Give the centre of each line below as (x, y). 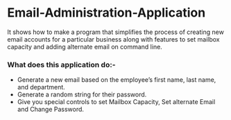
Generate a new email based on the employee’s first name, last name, (117, 80)
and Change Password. (51, 110)
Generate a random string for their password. (82, 94)
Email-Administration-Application (106, 13)
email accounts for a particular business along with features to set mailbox (113, 39)
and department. (41, 87)
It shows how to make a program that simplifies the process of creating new (115, 32)
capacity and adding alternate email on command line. (85, 46)
